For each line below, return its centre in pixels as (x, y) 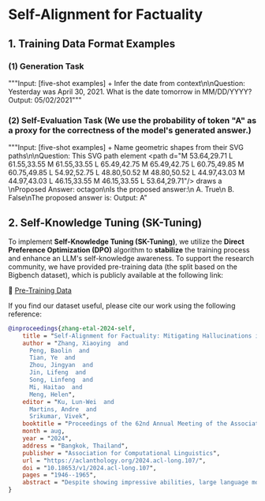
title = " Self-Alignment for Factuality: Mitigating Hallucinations (137, 336)
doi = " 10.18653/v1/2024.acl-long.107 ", (90, 468)
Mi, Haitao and (56, 387)
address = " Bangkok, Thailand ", (75, 446)
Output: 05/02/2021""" (45, 99)
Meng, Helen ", (52, 394)
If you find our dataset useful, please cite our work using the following (122, 305)
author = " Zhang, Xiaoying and (75, 343)
